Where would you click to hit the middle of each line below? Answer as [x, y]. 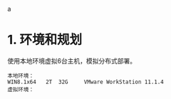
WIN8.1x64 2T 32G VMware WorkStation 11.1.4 [85, 82]
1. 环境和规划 [45, 40]
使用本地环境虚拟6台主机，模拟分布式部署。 [72, 61]
